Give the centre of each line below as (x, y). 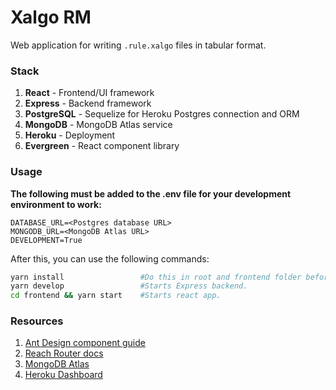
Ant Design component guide (85, 343)
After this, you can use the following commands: (110, 258)
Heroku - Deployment (70, 135)
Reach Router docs (64, 353)
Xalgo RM (51, 17)
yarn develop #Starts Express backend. (129, 286)
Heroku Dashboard (63, 375)
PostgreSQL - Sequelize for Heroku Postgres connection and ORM (162, 114)
